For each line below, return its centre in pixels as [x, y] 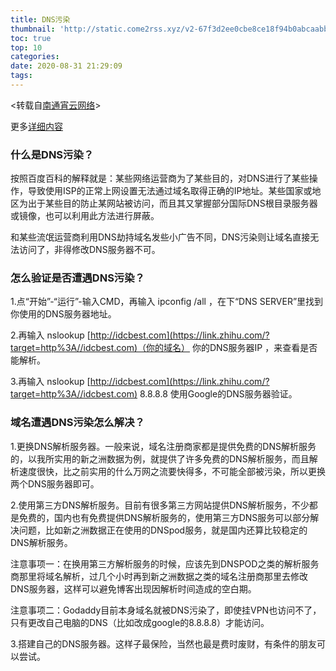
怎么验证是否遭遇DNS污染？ [77, 278]
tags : [21, 76]
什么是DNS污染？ [52, 154]
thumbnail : [33, 29]
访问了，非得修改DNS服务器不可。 [89, 250]
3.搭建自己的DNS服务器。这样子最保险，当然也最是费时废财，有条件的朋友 [163, 643]
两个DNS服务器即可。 [55, 483]
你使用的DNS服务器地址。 [63, 314]
